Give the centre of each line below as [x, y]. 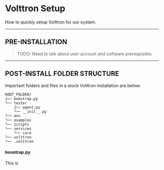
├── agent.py [27, 107]
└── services [18, 128]
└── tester [16, 103]
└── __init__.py [31, 111]
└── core [23, 133]
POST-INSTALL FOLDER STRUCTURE [62, 74]
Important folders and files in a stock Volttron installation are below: [73, 85]
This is [12, 163]
